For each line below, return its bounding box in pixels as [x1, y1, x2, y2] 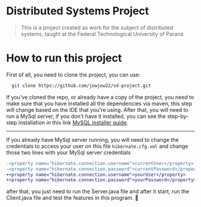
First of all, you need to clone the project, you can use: [6, 71, 141, 78]
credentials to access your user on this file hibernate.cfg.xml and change [6, 142, 188, 150]
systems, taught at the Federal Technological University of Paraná [20, 30, 184, 37]
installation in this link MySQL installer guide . [18, 118, 129, 126]
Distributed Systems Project [6, 4, 150, 18]
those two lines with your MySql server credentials [6, 148, 132, 156]
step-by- [167, 112, 189, 120]
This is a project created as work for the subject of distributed [20, 24, 173, 31]
